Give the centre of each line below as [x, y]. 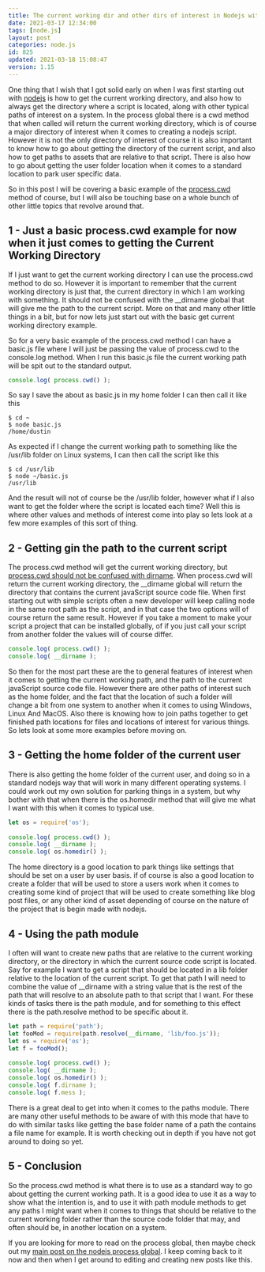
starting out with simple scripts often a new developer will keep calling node [131, 601]
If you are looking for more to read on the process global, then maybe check [132, 1243]
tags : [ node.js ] [35, 30]
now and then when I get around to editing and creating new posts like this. [130, 1259]
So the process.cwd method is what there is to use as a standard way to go [130, 1185]
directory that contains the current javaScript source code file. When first [127, 592]
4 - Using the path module [74, 934]
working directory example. [53, 325]
